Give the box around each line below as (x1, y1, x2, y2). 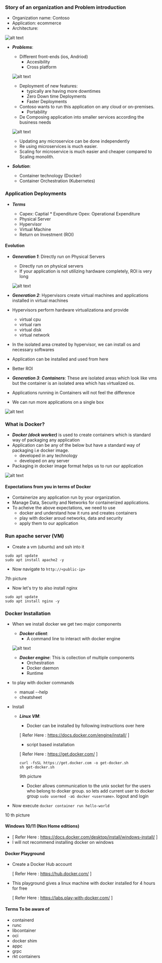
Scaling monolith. (19, 154, 54, 160)
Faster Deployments (26, 99, 67, 105)
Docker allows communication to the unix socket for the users (26, 783, 151, 789)
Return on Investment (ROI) (19, 231, 74, 237)
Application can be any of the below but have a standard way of (12, 442, 141, 448)
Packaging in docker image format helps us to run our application (12, 463, 144, 469)
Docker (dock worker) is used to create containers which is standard (12, 432, 151, 438)
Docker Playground (5, 850, 45, 856)
